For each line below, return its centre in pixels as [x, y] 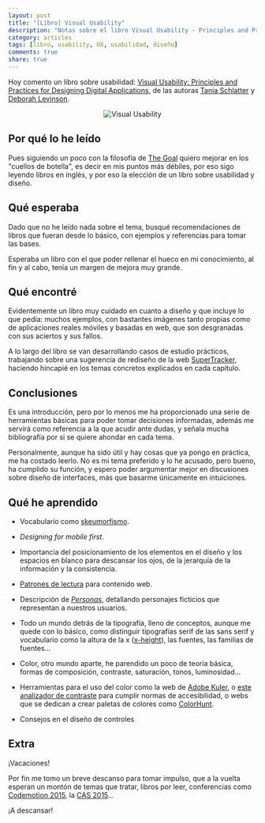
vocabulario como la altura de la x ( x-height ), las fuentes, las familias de [136, 639]
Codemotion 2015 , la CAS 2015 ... [61, 795]
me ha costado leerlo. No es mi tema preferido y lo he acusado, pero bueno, [132, 461]
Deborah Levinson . [39, 99]
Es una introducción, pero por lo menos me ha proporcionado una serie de [129, 412]
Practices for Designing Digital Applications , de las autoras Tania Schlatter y [131, 90]
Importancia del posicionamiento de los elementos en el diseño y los [131, 552]
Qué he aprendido [53, 502]
